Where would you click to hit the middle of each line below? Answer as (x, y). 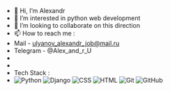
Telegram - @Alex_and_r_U (53, 51)
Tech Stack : (32, 73)
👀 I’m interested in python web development (77, 18)
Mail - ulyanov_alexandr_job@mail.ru (67, 43)
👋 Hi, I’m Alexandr (39, 11)
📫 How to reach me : (44, 33)
